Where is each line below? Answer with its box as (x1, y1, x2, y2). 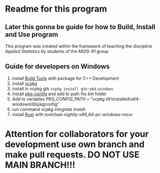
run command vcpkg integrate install (12, 106, 86, 112)
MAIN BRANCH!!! (5, 159, 75, 171)
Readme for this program (5, 3, 107, 15)
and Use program (5, 30, 58, 38)
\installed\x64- (111, 96, 141, 102)
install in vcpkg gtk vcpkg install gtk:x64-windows (12, 86, 114, 91)
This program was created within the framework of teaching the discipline (5, 43, 152, 49)
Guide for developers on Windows (5, 62, 110, 71)
